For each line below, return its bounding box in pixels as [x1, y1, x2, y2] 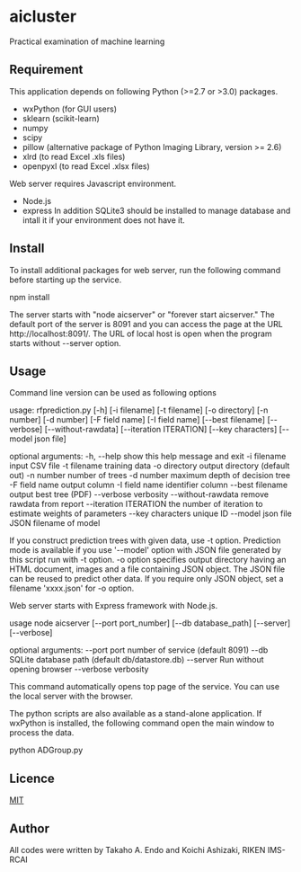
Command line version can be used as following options [9, 387, 217, 398]
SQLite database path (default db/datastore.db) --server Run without [9, 654, 264, 665]
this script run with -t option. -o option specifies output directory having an [9, 555, 287, 565]
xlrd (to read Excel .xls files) [22, 151, 126, 162]
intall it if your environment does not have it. [22, 214, 186, 226]
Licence [9, 770, 56, 786]
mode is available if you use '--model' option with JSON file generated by [9, 545, 281, 556]
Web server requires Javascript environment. [9, 178, 177, 189]
